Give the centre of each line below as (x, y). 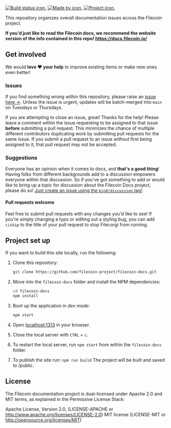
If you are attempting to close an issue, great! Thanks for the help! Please (82, 117)
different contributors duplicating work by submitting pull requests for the (82, 134)
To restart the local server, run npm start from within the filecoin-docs (87, 344)
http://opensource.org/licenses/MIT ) (44, 420)
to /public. (23, 365)
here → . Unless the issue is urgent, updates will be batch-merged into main (83, 102)
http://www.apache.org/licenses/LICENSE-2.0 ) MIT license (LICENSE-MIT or (85, 414)
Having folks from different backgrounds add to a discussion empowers (80, 174)
